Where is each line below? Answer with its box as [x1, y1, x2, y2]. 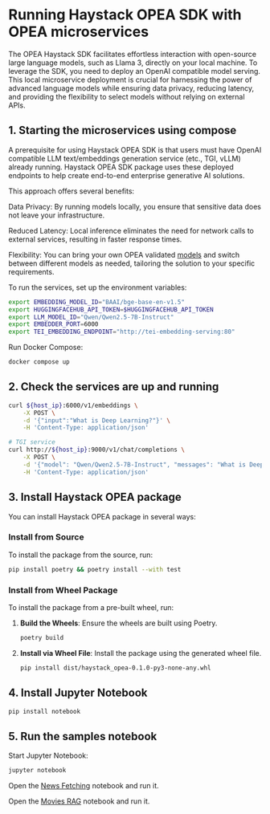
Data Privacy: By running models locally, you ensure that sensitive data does [8, 201, 261, 211]
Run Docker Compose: [8, 343, 84, 352]
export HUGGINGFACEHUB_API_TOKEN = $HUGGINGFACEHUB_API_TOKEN [8, 305, 215, 314]
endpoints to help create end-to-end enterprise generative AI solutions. [8, 170, 245, 180]
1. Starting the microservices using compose [8, 124, 237, 137]
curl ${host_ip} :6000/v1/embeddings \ [8, 401, 138, 409]
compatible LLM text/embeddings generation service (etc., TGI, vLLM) [8, 153, 241, 163]
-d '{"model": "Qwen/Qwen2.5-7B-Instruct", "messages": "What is [22, 460, 247, 469]
